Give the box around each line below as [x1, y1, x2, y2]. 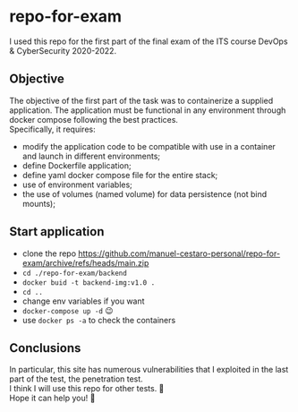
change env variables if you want [21, 296, 145, 306]
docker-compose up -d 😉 [21, 305, 114, 315]
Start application [9, 224, 105, 239]
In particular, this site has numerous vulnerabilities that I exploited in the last [9, 365, 289, 375]
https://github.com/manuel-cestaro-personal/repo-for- [78, 248, 280, 259]
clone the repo [21, 248, 77, 259]
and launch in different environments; [21, 150, 161, 161]
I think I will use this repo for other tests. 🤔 [9, 383, 165, 394]
